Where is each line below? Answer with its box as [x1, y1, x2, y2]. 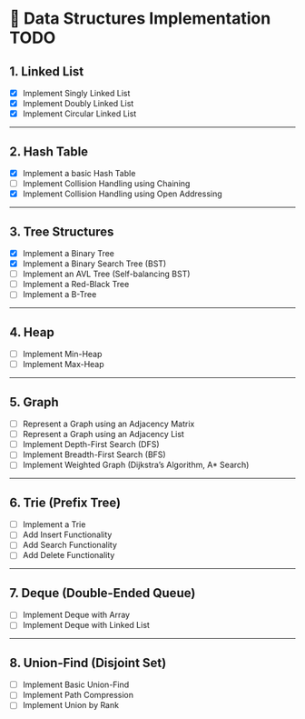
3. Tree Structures [9, 224, 114, 239]
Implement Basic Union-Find [22, 679, 130, 690]
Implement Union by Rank [22, 700, 120, 711]
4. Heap [9, 325, 54, 340]
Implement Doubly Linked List [22, 98, 134, 109]
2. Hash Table [9, 144, 89, 159]
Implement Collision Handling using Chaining [22, 178, 191, 189]
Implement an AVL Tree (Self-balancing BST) [22, 268, 191, 280]
